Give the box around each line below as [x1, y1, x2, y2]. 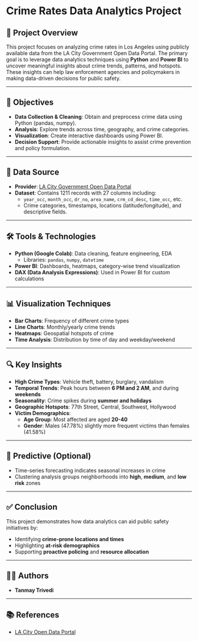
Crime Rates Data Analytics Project [6, 4, 181, 18]
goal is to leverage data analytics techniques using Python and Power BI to [6, 56, 189, 63]
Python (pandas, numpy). [14, 119, 77, 127]
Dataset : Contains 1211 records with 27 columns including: [14, 189, 157, 196]
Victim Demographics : [14, 410, 71, 417]
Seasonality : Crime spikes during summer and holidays [14, 397, 152, 404]
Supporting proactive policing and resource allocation [14, 548, 149, 555]
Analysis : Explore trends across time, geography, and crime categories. [14, 125, 190, 132]
